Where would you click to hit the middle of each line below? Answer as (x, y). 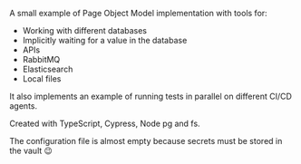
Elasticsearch (48, 69)
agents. (24, 106)
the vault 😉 (31, 150)
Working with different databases (85, 30)
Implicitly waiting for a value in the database (105, 40)
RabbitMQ (41, 59)
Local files (42, 79)
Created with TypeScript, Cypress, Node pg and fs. (105, 123)
